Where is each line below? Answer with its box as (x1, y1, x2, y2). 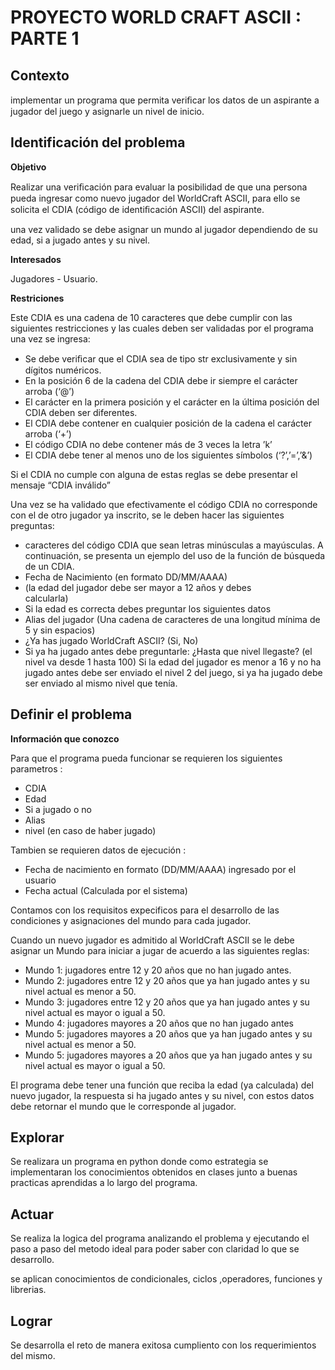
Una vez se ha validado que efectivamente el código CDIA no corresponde (10, 498, 318, 510)
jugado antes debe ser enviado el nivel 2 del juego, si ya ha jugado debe (24, 666, 323, 678)
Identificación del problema (10, 134, 186, 151)
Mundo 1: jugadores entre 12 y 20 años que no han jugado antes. (24, 964, 292, 976)
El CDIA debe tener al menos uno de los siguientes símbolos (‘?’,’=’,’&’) (24, 449, 313, 461)
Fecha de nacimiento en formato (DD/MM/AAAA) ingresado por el (24, 863, 297, 875)
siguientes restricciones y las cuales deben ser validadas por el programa (10, 322, 314, 334)
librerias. (10, 1284, 47, 1296)
